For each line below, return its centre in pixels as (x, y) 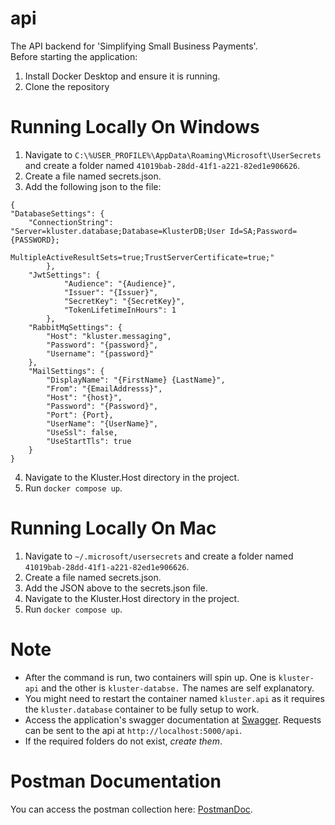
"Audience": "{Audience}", (120, 283)
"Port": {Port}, (80, 415)
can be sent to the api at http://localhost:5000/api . (133, 730)
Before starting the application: (74, 56)
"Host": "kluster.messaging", (109, 336)
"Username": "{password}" (100, 353)
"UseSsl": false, (82, 432)
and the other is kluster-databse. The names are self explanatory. (178, 688)
